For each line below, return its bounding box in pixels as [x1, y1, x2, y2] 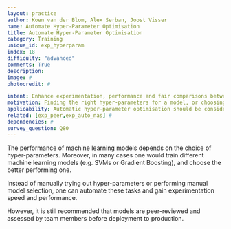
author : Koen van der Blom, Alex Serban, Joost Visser [7, 17, 168, 23]
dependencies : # [7, 118, 54, 125]
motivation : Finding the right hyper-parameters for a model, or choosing [7, 99, 226, 107]
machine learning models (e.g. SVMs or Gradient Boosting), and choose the [7, 158, 221, 166]
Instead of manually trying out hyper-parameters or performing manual [7, 179, 208, 187]
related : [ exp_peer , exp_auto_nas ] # [7, 112, 112, 119]
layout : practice [7, 10, 57, 17]
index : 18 [7, 49, 36, 56]
